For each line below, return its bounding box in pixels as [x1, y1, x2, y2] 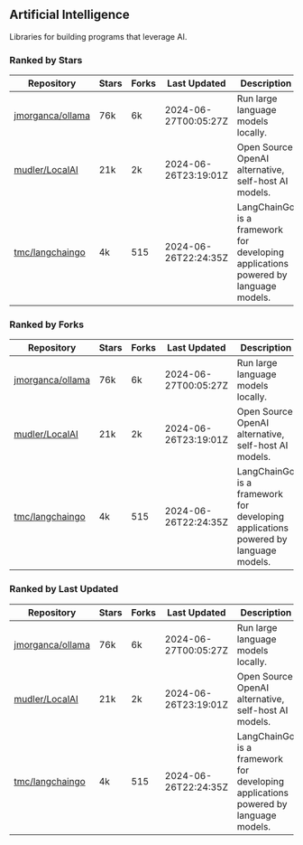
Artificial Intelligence [9, 7, 130, 23]
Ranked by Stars [9, 53, 83, 66]
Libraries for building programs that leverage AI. [9, 31, 188, 42]
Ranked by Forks [9, 318, 84, 331]
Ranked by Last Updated [9, 583, 119, 596]
